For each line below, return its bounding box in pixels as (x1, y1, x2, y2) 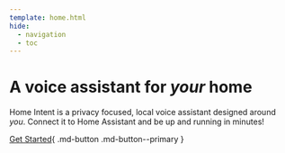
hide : (9, 22, 30, 31)
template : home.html (9, 13, 87, 22)
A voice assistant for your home (9, 77, 253, 97)
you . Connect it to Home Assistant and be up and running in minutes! (9, 116, 265, 127)
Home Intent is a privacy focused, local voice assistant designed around (9, 107, 276, 118)
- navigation (17, 30, 67, 39)
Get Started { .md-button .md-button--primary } (9, 134, 184, 145)
